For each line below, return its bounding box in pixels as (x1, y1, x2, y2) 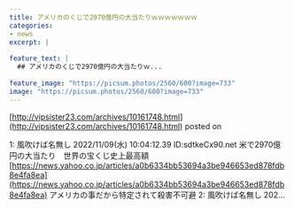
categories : (9, 21, 53, 30)
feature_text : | (9, 54, 69, 63)
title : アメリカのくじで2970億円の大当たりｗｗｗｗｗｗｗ (9, 12, 197, 22)
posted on (184, 120, 222, 131)
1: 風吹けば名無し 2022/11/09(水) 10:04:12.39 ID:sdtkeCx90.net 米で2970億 (9, 139, 282, 150)
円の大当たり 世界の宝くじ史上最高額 (9, 150, 149, 160)
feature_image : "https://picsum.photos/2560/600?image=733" (9, 79, 236, 88)
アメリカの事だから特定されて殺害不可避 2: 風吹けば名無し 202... (49, 189, 285, 200)
